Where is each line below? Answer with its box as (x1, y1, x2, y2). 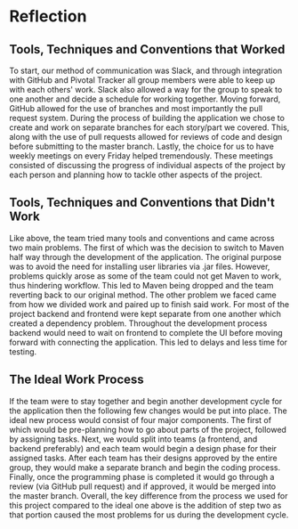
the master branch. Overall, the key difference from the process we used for (9, 490, 288, 501)
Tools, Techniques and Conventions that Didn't (9, 195, 276, 210)
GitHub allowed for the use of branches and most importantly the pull (9, 103, 263, 113)
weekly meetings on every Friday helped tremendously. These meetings (9, 151, 274, 161)
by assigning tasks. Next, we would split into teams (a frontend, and (9, 434, 258, 444)
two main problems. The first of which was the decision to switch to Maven (9, 242, 285, 253)
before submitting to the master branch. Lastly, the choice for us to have (9, 141, 274, 151)
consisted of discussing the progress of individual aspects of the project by (9, 160, 286, 170)
